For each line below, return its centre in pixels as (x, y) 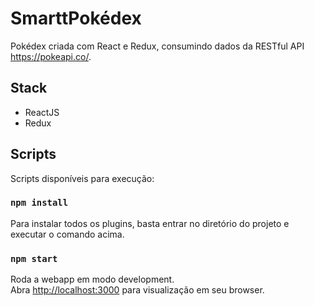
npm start (34, 258)
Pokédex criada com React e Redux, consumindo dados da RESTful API (157, 46)
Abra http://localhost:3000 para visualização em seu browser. (137, 290)
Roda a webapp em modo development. (92, 279)
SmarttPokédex (76, 18)
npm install (39, 203)
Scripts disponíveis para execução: (82, 178)
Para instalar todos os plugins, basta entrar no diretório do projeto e (150, 223)
